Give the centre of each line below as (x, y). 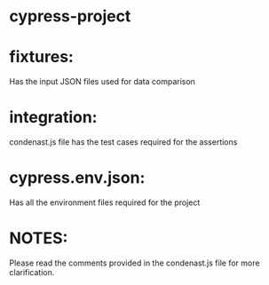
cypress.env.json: (77, 178)
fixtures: (41, 57)
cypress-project (70, 16)
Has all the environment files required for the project (105, 202)
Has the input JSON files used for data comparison (102, 82)
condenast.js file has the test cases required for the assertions (123, 142)
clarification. (32, 272)
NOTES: (39, 238)
